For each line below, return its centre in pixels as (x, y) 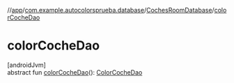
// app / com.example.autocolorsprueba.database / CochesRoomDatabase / (111, 10)
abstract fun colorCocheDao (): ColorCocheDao (75, 72)
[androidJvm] (27, 65)
